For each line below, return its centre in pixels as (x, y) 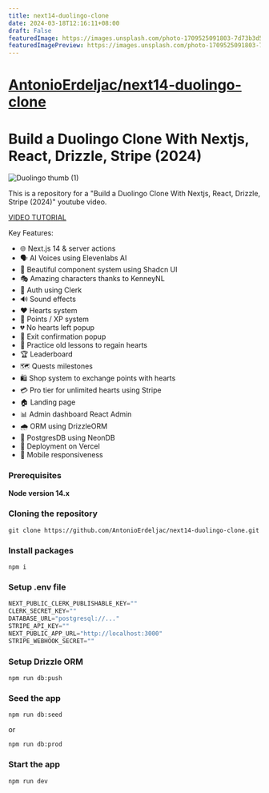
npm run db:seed (35, 715)
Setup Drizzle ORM (46, 662)
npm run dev (28, 781)
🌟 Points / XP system (54, 319)
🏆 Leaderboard (46, 354)
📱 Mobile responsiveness (61, 455)
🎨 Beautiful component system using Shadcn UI (98, 270)
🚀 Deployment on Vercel (60, 446)
